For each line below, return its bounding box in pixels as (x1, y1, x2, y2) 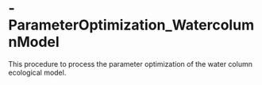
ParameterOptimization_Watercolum (8, 16, 255, 34)
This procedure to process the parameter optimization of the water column (8, 59, 252, 68)
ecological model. (8, 68, 67, 77)
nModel (8, 33, 60, 51)
